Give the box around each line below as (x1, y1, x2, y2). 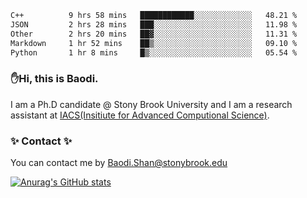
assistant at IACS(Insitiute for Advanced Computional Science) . (10, 109, 270, 121)
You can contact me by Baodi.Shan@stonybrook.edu (10, 156, 228, 168)
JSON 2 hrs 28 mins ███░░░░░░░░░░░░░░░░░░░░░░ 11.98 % (10, 19, 298, 30)
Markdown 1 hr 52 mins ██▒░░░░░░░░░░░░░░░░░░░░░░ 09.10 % (10, 38, 298, 48)
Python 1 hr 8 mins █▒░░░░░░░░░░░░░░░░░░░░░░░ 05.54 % (10, 47, 298, 58)
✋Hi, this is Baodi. (10, 72, 99, 86)
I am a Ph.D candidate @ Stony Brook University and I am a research (10, 98, 293, 110)
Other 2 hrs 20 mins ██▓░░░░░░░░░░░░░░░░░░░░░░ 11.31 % (10, 29, 298, 39)
